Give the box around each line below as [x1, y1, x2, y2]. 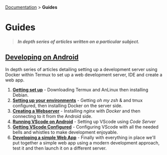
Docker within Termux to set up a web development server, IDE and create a [5, 71, 162, 77]
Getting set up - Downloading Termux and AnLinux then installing [12, 86, 148, 92]
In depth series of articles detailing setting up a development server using [5, 66, 158, 72]
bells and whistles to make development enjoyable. [12, 129, 118, 135]
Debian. [12, 92, 29, 98]
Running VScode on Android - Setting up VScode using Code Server [12, 118, 156, 124]
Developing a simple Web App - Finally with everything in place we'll [12, 134, 156, 140]
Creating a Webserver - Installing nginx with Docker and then [12, 107, 140, 114]
